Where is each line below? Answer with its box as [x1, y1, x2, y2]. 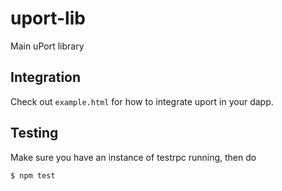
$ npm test [10, 170, 56, 181]
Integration [10, 69, 82, 86]
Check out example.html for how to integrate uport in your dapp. [10, 95, 274, 107]
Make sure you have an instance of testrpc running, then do [10, 151, 257, 163]
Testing [10, 125, 59, 142]
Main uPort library [10, 40, 85, 52]
